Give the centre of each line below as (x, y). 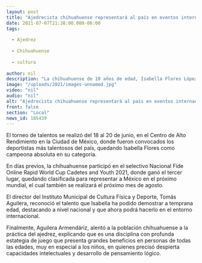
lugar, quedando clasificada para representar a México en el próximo (92, 179)
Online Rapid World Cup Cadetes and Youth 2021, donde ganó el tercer (94, 173)
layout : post (23, 12)
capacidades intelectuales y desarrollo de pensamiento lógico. (84, 253)
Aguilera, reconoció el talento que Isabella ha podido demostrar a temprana (100, 203)
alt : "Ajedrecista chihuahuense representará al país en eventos (90, 101)
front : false (23, 107)
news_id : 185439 (26, 118)
